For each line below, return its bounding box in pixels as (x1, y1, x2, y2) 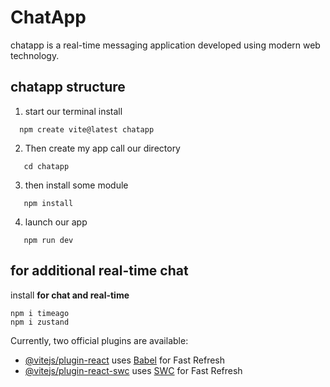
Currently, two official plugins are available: (10, 334, 189, 346)
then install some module (24, 179, 129, 191)
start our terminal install (24, 105, 123, 117)
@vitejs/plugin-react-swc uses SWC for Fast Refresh (24, 364, 243, 376)
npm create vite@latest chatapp (19, 124, 155, 135)
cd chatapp (23, 161, 70, 171)
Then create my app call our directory (24, 142, 181, 154)
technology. (10, 49, 60, 61)
